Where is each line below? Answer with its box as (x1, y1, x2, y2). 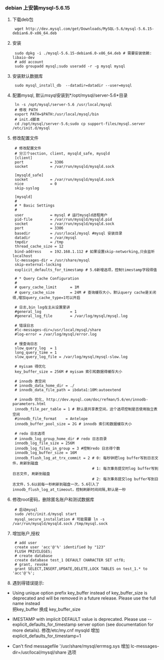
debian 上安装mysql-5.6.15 (5, 4, 70, 11)
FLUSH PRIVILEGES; (14, 549, 53, 554)
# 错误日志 (14, 323, 34, 328)
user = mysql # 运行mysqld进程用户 (14, 213, 108, 218)
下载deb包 (12, 16, 34, 23)
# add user (14, 541, 37, 546)
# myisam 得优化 (14, 364, 46, 369)
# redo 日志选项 (14, 431, 45, 436)
